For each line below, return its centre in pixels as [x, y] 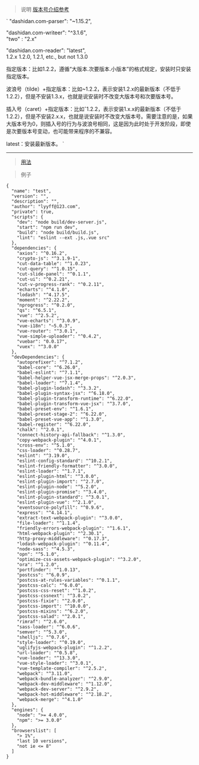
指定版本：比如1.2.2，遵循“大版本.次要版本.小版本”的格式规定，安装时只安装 [99, 69]
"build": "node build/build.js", [58, 232]
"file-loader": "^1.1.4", [49, 523]
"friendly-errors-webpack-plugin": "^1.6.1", [74, 528]
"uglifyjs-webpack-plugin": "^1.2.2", [65, 648]
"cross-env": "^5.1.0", [46, 445]
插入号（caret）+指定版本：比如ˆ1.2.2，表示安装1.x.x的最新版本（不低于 [94, 109]
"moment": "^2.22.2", [43, 300]
